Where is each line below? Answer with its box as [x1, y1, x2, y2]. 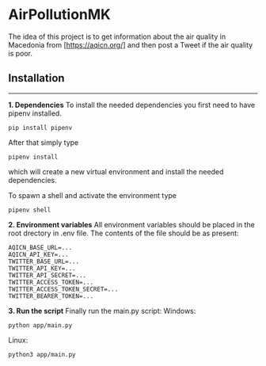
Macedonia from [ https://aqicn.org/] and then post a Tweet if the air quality [8, 40, 253, 49]
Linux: [8, 335, 28, 345]
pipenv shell [8, 206, 51, 214]
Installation [8, 71, 65, 85]
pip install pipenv [8, 124, 73, 132]
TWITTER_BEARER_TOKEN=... [8, 292, 93, 300]
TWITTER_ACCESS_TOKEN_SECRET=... [8, 285, 119, 293]
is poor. [8, 48, 33, 58]
